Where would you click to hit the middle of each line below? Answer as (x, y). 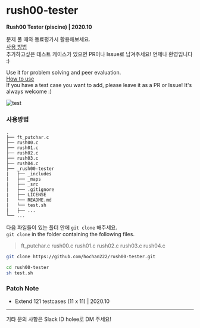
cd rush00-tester (28, 268)
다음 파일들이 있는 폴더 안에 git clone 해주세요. (62, 228)
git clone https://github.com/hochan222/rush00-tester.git (81, 257)
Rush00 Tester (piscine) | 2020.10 (49, 27)
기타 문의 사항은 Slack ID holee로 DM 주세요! (59, 319)
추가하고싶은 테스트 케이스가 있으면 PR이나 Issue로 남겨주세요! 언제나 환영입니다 (99, 54)
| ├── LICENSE (26, 195)
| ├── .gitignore (30, 190)
